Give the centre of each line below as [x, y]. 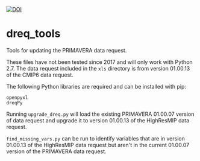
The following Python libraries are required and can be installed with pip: [96, 86]
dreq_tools [33, 34]
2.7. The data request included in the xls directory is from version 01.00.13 [98, 68]
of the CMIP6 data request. [40, 75]
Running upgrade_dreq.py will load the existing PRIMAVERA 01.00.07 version [100, 114]
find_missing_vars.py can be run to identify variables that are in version [95, 138]
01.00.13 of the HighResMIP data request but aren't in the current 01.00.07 [98, 145]
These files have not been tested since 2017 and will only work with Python [99, 62]
